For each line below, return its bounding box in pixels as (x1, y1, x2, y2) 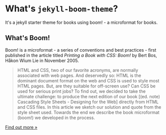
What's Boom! (5, 34, 51, 42)
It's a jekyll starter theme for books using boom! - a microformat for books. (5, 19, 158, 25)
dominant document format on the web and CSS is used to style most (17, 77, 160, 83)
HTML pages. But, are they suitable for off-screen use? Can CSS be (17, 83, 156, 89)
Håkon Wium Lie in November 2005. (5, 58, 79, 64)
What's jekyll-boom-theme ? (5, 3, 118, 14)
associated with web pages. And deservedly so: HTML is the (17, 72, 141, 78)
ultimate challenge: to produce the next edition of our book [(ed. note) (17, 93, 160, 99)
